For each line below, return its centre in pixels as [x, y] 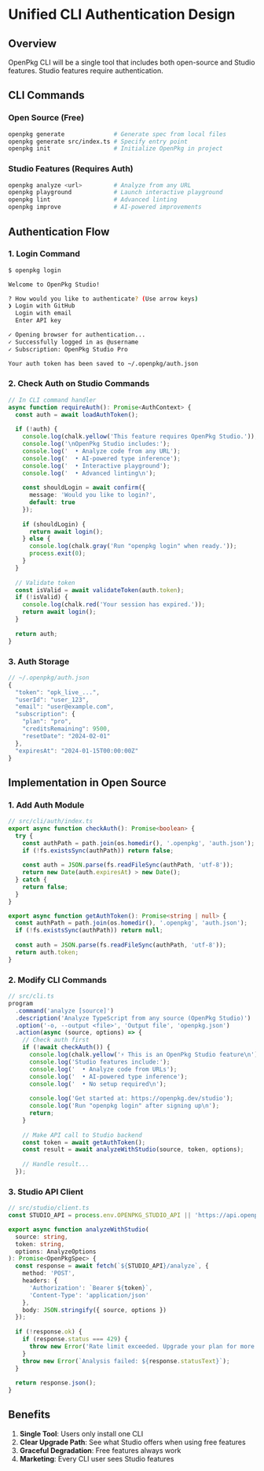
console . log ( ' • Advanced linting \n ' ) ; [89, 473]
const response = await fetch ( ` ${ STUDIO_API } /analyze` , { [112, 1266]
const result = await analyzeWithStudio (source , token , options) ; [133, 1149]
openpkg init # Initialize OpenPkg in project [115, 149]
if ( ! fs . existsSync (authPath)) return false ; [98, 851]
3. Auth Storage [39, 661]
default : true [52, 502]
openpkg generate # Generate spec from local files [117, 134]
